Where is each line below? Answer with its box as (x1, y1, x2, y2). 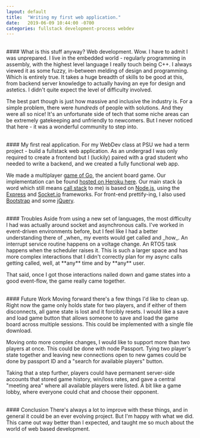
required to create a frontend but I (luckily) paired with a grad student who (6, 154, 189, 161)
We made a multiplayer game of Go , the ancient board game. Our (6, 171, 166, 179)
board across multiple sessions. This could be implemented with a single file (6, 321, 193, 328)
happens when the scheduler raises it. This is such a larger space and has (6, 247, 188, 254)
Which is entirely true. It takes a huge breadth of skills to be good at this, (6, 73, 185, 81)
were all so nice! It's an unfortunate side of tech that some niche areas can (6, 111, 189, 118)
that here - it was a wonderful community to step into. (6, 123, 138, 130)
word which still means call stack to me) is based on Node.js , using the (6, 185, 180, 192)
